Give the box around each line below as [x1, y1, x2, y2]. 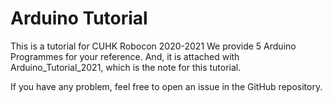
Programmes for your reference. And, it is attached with [10, 50, 240, 62]
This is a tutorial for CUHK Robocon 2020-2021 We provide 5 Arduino [10, 40, 297, 52]
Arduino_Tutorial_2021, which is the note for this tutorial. [10, 61, 242, 73]
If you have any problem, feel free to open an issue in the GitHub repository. [10, 80, 323, 92]
